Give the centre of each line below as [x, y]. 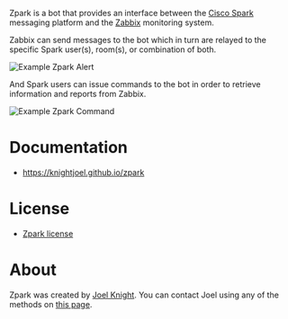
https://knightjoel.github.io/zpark [83, 172]
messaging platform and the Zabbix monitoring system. [112, 22]
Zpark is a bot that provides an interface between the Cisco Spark [131, 13]
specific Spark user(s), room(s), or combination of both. [113, 49]
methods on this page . [51, 304]
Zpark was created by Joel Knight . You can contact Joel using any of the [144, 295]
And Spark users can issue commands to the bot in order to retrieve [135, 84]
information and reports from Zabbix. [78, 94]
